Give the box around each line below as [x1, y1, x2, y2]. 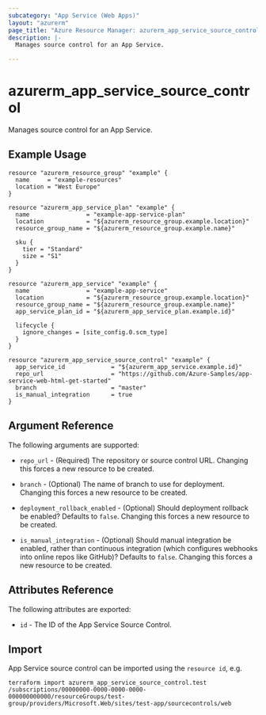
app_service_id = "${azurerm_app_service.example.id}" [15, 363, 243, 371]
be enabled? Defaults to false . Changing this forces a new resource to [19, 512, 250, 521]
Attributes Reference [8, 584, 114, 597]
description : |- [8, 33, 62, 42]
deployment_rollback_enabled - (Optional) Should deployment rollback [19, 503, 249, 512]
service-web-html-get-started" [8, 377, 112, 385]
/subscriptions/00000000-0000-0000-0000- [8, 686, 147, 694]
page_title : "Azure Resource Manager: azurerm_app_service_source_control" [8, 26, 264, 34]
